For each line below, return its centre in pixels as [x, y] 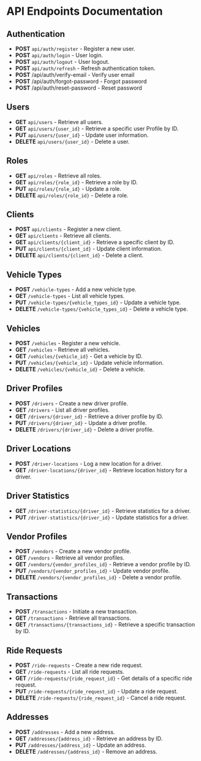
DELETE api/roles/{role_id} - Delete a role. [72, 195]
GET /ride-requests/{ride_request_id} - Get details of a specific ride [104, 678]
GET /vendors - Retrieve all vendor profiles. [70, 558]
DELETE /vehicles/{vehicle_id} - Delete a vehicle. [80, 369]
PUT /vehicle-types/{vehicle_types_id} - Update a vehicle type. [98, 303]
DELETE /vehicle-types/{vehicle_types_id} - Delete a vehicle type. [101, 309]
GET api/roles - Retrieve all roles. [58, 176]
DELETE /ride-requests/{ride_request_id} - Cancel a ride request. [101, 698]
